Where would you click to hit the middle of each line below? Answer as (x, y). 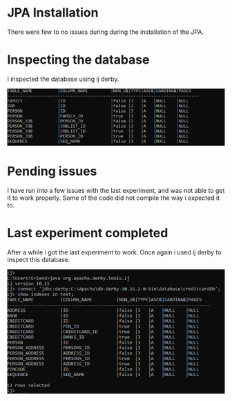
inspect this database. (39, 259)
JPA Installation (53, 13)
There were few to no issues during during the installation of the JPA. (106, 32)
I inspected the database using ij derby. (63, 79)
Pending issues (52, 171)
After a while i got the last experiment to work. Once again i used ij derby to (114, 252)
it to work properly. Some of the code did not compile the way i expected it (113, 198)
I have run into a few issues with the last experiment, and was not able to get (116, 191)
